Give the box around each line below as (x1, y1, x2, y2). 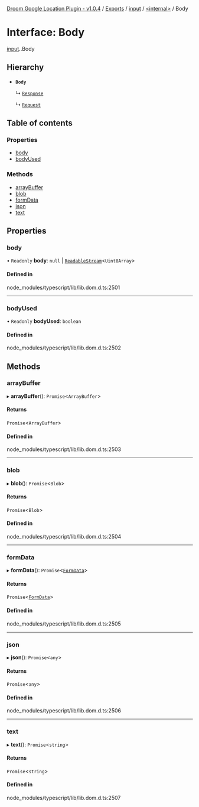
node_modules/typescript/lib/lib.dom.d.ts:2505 (6, 620, 122, 627)
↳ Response (15, 89, 44, 96)
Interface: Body (6, 26, 85, 39)
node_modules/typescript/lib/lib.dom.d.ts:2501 (6, 284, 120, 291)
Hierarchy (6, 62, 44, 73)
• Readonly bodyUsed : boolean (6, 317, 81, 325)
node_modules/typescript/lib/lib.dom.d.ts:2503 (6, 446, 122, 453)
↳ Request (15, 101, 41, 108)
